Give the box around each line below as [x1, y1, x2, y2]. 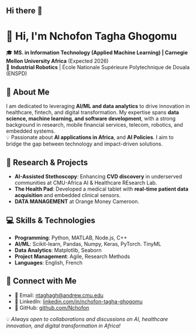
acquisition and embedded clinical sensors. [14, 191, 121, 198]
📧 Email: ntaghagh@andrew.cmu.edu [14, 292, 104, 299]
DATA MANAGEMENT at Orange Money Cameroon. [14, 198, 139, 205]
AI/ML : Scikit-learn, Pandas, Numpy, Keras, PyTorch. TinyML [14, 240, 161, 247]
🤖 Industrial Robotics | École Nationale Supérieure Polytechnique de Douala [6, 64, 190, 71]
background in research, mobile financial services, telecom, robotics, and [6, 121, 183, 128]
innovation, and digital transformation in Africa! [6, 322, 121, 329]
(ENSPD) [6, 70, 27, 77]
